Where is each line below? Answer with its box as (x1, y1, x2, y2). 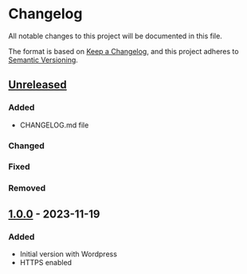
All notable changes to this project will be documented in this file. (8, 31, 223, 41)
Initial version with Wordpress (19, 249, 118, 259)
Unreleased (8, 78, 68, 92)
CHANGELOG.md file (19, 120, 89, 130)
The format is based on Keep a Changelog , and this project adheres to (8, 46, 239, 56)
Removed (8, 182, 46, 194)
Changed (8, 140, 45, 151)
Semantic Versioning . (8, 55, 78, 65)
